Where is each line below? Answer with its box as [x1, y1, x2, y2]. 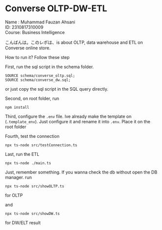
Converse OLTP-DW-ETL [5, 3, 107, 14]
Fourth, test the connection [5, 133, 60, 139]
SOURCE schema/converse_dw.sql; [5, 77, 71, 82]
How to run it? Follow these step [5, 54, 70, 60]
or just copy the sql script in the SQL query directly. [5, 86, 109, 92]
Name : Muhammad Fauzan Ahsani [5, 19, 76, 25]
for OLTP [5, 192, 23, 198]
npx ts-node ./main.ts [5, 160, 51, 166]
